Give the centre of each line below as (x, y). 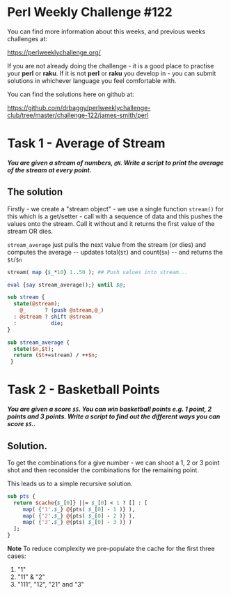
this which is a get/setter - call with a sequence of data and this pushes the (115, 216)
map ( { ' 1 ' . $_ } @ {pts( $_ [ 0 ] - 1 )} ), (79, 509)
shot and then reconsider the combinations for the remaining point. (103, 470)
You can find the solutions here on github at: (71, 94)
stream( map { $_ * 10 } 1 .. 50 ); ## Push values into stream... (98, 272)
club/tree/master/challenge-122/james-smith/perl (78, 115)
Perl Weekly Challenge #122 (90, 12)
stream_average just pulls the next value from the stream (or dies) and (107, 244)
